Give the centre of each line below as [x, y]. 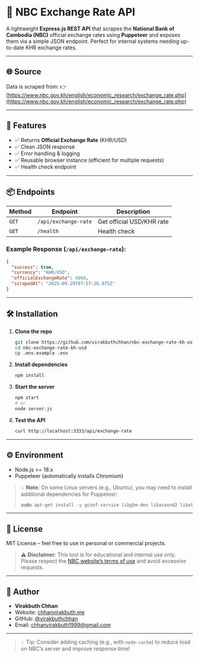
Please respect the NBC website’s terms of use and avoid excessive [103, 561]
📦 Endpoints [31, 192]
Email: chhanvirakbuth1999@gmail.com [63, 625]
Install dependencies [41, 364]
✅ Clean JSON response [45, 147]
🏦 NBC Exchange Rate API [71, 12]
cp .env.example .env [41, 353]
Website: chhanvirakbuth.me [49, 612]
